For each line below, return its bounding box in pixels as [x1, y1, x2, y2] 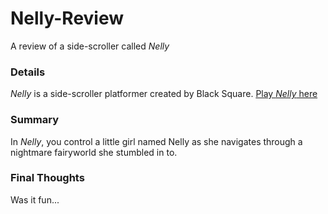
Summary [10, 113, 60, 127]
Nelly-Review [10, 7, 125, 30]
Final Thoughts [10, 171, 85, 185]
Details [10, 65, 46, 79]
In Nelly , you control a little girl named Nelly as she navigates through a [10, 135, 303, 147]
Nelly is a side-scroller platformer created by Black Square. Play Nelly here [10, 88, 318, 100]
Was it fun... [10, 193, 60, 206]
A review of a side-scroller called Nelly [10, 40, 170, 52]
